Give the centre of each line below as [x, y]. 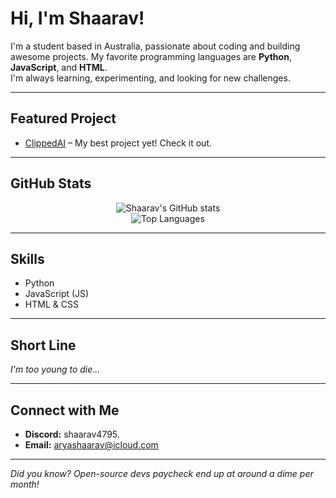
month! [25, 484]
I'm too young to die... [55, 369]
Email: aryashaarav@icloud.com [91, 445]
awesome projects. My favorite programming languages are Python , [151, 56]
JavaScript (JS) [57, 294]
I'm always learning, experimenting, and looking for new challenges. [150, 78]
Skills [27, 258]
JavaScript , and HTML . [59, 67]
